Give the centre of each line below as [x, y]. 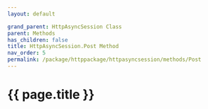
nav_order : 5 [27, 53]
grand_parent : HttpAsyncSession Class [65, 27]
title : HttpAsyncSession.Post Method [63, 47]
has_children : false [38, 40]
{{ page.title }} [51, 94]
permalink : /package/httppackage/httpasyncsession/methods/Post [104, 60]
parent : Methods [31, 33]
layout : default [31, 14]
